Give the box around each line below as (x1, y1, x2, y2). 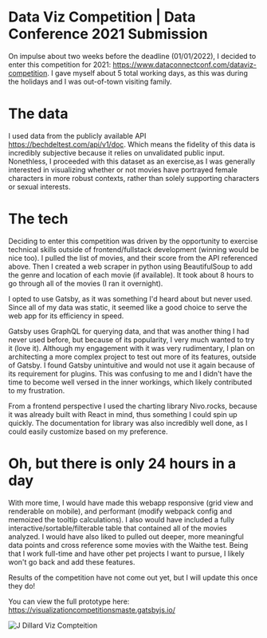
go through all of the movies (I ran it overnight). (8, 278, 163, 288)
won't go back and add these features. (8, 557, 135, 566)
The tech (8, 210, 69, 228)
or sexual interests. (8, 182, 71, 191)
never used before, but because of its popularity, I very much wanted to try (8, 335, 255, 345)
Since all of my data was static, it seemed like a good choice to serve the (8, 302, 248, 312)
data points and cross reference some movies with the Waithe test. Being (8, 540, 249, 549)
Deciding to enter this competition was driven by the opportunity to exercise (8, 236, 258, 246)
